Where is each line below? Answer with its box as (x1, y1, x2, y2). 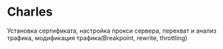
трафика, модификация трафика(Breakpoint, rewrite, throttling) (7, 33, 188, 42)
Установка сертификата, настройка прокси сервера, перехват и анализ (7, 27, 217, 35)
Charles (7, 4, 53, 20)
